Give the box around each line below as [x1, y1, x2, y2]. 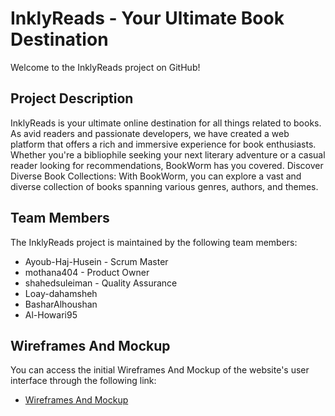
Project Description [10, 90, 134, 107]
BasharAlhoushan [24, 298, 98, 310]
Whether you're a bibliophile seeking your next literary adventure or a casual [10, 148, 326, 161]
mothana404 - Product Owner [24, 266, 150, 278]
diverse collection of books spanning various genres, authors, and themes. [10, 180, 319, 192]
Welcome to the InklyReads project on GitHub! [10, 61, 201, 73]
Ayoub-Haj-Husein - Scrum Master [24, 255, 169, 267]
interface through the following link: [10, 375, 157, 387]
